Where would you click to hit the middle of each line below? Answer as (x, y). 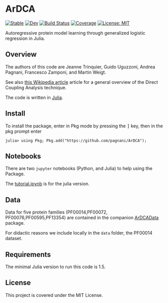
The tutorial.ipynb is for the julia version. (48, 184)
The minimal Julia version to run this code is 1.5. (55, 267)
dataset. (14, 239)
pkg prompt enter (24, 131)
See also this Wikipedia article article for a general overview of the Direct (82, 82)
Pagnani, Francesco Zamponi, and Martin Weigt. (56, 72)
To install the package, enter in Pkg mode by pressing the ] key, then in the (84, 126)
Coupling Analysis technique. (36, 87)
